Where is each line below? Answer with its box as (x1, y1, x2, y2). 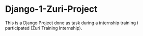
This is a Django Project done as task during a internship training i (5, 20, 139, 26)
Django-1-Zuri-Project (5, 3, 97, 15)
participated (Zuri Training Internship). (5, 25, 83, 31)
